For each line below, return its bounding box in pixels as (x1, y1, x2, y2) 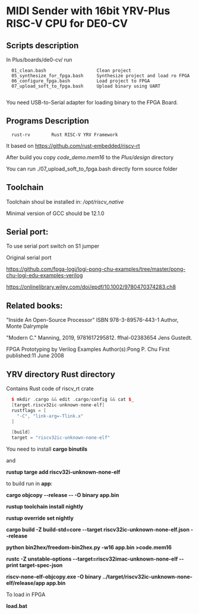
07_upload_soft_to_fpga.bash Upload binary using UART (11, 83, 161, 89)
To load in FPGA (6, 591, 46, 598)
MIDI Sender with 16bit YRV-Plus (6, 4, 170, 18)
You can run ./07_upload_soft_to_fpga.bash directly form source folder (6, 165, 178, 172)
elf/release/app (6, 580, 46, 587)
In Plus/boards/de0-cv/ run (6, 56, 72, 63)
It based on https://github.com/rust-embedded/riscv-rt (6, 142, 141, 149)
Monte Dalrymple (6, 322, 49, 330)
